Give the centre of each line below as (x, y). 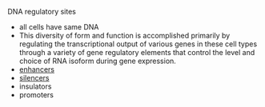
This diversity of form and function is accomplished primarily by (124, 36)
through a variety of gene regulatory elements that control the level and (137, 52)
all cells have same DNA (59, 27)
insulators (35, 86)
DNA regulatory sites (42, 12)
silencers (34, 78)
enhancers (37, 69)
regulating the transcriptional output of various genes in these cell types (138, 44)
